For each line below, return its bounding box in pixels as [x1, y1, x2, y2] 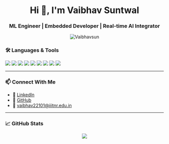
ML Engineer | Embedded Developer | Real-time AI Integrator [9, 23, 160, 30]
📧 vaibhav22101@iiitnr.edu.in [12, 103, 72, 109]
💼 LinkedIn [12, 92, 35, 98]
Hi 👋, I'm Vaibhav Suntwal [30, 5, 139, 16]
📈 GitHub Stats [5, 120, 44, 127]
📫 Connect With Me [5, 78, 56, 85]
